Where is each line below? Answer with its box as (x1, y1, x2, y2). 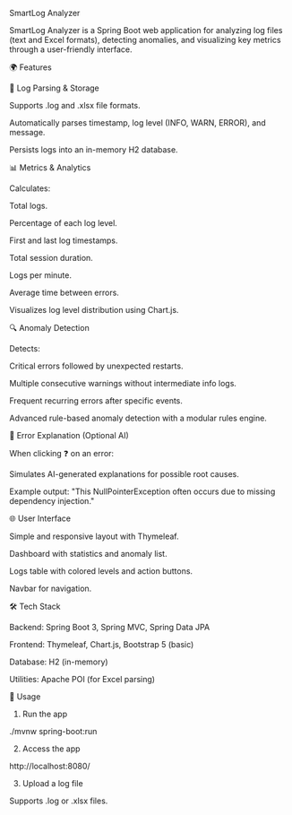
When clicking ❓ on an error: (9, 448, 115, 458)
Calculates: (9, 183, 51, 194)
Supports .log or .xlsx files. (9, 795, 108, 806)
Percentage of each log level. (9, 218, 118, 228)
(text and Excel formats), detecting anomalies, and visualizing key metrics (9, 35, 281, 45)
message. (9, 127, 46, 137)
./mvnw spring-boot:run (9, 726, 98, 736)
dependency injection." (9, 496, 95, 506)
